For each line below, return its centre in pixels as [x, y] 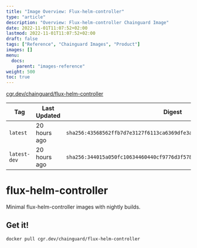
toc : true [18, 77]
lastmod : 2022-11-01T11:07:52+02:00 [51, 33]
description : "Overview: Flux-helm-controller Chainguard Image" [87, 22]
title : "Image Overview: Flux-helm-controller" [65, 11]
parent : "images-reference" [51, 66]
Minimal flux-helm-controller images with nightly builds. [73, 207]
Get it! [18, 225]
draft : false [22, 39]
